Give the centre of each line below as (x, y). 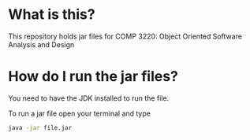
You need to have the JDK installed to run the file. (89, 98)
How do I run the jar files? (93, 77)
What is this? (52, 15)
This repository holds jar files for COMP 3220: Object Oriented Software (125, 36)
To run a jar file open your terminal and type (80, 113)
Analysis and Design (41, 44)
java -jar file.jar (40, 127)
